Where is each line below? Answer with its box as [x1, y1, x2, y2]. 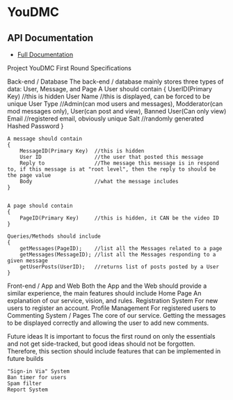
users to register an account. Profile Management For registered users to [7, 304, 216, 312]
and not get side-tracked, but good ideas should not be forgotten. [7, 339, 196, 348]
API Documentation [7, 32, 94, 44]
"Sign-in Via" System [7, 368, 70, 375]
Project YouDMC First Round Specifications [7, 64, 132, 72]
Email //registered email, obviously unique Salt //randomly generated [7, 114, 204, 123]
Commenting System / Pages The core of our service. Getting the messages [7, 311, 226, 319]
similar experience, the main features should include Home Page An [7, 289, 202, 297]
